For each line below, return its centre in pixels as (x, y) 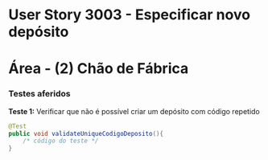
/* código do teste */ (61, 141)
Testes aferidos (39, 94)
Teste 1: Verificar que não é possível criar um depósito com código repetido (134, 111)
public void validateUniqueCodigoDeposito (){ (86, 133)
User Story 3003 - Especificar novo (130, 15)
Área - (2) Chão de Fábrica (99, 69)
